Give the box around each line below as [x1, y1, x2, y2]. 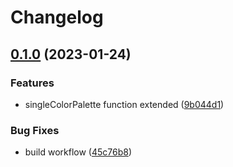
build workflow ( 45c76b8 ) [24, 146, 133, 158]
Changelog [10, 6, 104, 29]
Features [10, 76, 55, 90]
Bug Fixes [10, 123, 60, 137]
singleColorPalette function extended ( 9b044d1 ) [24, 98, 225, 110]
